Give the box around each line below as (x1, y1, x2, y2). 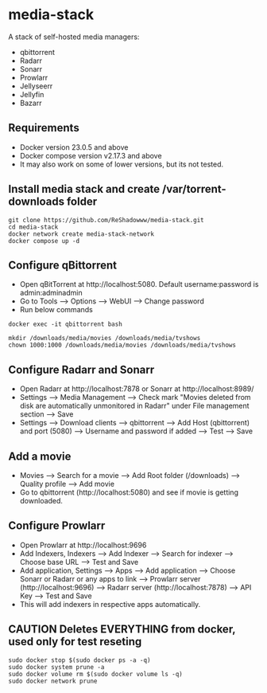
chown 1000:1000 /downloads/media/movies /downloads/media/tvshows (8, 341, 237, 350)
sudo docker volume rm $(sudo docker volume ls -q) (8, 670, 183, 678)
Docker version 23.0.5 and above (19, 142, 129, 152)
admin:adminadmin (19, 288, 83, 298)
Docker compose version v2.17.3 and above (19, 151, 162, 160)
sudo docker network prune (8, 677, 98, 685)
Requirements (8, 121, 79, 135)
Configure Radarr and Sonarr (8, 362, 155, 376)
